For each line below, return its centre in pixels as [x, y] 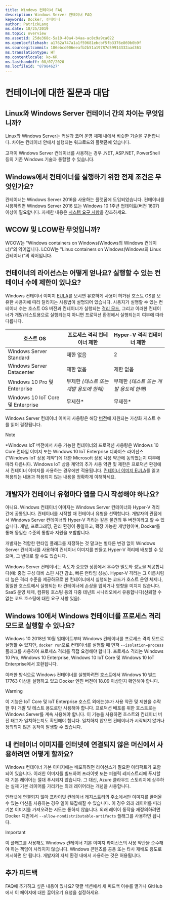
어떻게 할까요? [52, 754]
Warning [14, 691]
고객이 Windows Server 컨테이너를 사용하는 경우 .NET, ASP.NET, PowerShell [83, 153]
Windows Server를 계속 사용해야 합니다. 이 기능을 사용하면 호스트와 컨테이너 [81, 714]
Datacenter [21, 372]
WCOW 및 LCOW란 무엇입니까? [53, 230]
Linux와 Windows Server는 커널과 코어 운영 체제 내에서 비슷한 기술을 [74, 136]
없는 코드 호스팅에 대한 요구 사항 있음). [43, 599]
